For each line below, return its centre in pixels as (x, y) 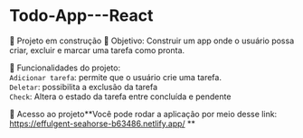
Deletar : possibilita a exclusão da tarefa (84, 87)
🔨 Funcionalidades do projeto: (65, 68)
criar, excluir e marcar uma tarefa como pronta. (97, 50)
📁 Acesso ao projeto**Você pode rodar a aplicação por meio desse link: (143, 114)
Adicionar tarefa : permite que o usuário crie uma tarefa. (115, 77)
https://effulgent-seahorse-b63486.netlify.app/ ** (103, 124)
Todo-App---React (81, 16)
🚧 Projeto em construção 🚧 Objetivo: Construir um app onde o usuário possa (152, 41)
